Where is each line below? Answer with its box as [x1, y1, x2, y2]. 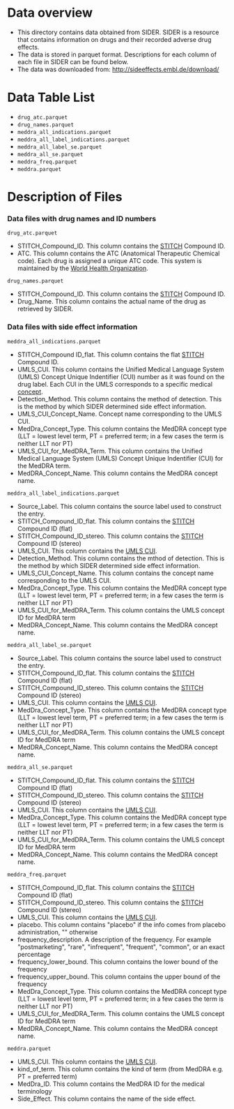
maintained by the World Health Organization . [17, 264, 148, 273]
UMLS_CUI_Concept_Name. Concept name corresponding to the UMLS [17, 410, 222, 418]
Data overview [7, 5, 93, 21]
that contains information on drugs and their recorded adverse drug [17, 35, 212, 43]
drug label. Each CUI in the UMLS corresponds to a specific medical [17, 380, 213, 388]
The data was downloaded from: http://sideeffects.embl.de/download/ [17, 65, 219, 73]
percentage [17, 950, 51, 958]
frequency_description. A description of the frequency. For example [17, 935, 212, 944]
